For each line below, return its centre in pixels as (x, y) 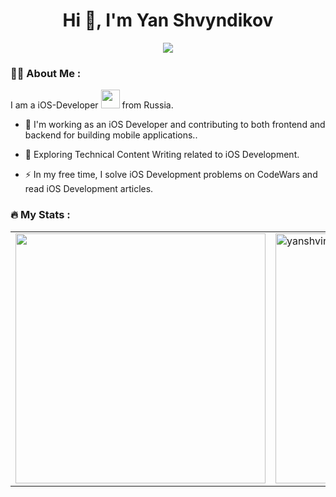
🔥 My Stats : (40, 215)
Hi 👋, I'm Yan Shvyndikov (168, 20)
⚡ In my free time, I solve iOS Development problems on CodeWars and (171, 175)
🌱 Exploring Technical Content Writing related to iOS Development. (162, 155)
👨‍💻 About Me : (46, 73)
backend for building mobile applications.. (111, 135)
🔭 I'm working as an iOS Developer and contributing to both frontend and (175, 125)
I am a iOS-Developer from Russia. (92, 105)
